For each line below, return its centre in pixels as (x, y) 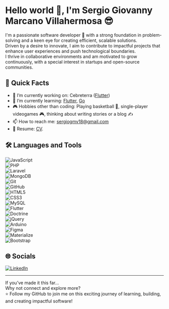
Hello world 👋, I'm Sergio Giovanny (79, 10)
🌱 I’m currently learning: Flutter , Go (49, 100)
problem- (152, 35)
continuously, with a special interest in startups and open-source (72, 62)
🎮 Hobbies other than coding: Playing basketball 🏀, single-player (80, 106)
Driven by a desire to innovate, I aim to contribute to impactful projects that (83, 45)
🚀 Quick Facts (27, 83)
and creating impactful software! (39, 301)
